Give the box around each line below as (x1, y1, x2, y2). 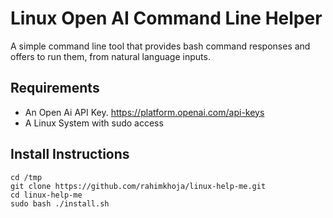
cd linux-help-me (10, 190, 83, 200)
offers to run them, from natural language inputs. (10, 50, 211, 62)
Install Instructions (10, 146, 130, 163)
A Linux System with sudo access (24, 117, 164, 129)
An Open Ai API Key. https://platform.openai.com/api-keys (24, 106, 265, 118)
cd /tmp (10, 172, 43, 182)
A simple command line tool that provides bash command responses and (10, 40, 311, 52)
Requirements (10, 80, 100, 97)
